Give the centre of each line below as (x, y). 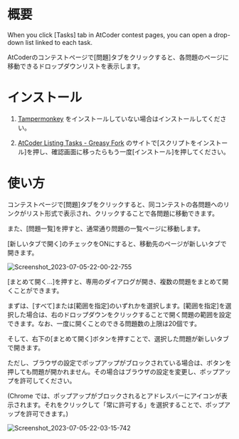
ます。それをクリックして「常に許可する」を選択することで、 (116, 405)
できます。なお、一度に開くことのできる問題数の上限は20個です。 (104, 323)
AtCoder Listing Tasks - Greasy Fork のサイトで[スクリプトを (107, 143)
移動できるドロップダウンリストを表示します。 (76, 66)
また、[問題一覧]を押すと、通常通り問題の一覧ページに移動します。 (106, 228)
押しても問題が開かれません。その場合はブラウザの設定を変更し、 (104, 371)
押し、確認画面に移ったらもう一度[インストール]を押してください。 (131, 151)
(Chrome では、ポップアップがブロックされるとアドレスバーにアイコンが (115, 395)
